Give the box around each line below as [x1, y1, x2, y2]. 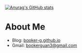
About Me [5, 22, 45, 32]
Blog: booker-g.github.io [12, 37, 61, 43]
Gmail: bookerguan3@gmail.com [12, 42, 77, 48]
